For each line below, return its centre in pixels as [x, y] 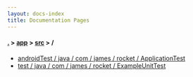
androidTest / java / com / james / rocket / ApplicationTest [101, 58]
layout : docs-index [36, 14]
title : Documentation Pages [49, 20]
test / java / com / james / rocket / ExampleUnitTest [92, 65]
